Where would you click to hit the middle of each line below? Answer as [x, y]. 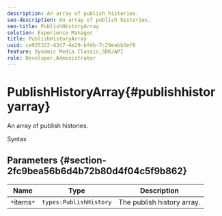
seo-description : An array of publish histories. [79, 20]
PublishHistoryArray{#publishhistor [111, 92]
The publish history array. [159, 202]
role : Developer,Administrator [52, 58]
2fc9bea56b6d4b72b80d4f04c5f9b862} [97, 171]
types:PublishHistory [77, 202]
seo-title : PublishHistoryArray [53, 26]
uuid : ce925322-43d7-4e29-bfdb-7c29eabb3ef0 [71, 45]
